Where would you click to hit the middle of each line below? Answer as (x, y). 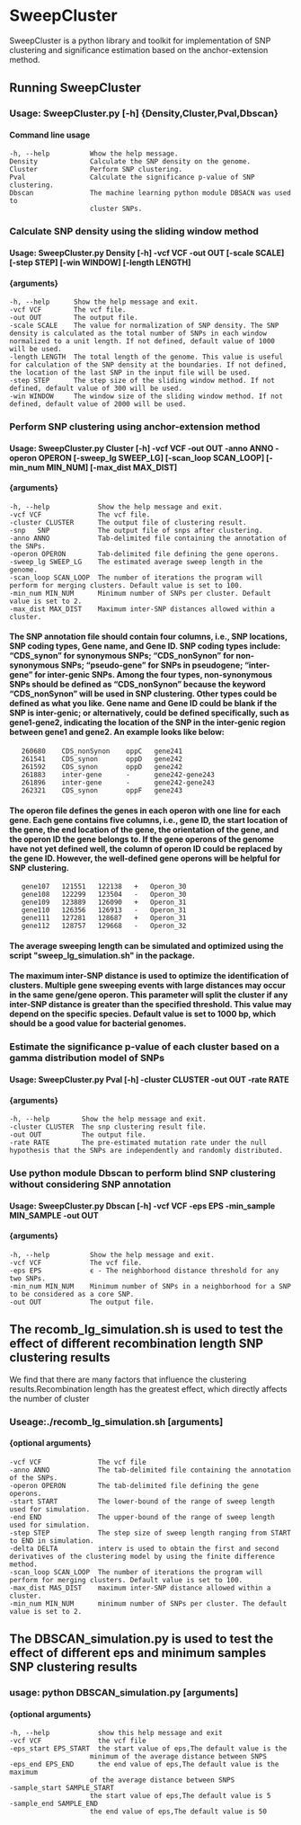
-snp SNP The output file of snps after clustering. (136, 530)
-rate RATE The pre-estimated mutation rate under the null (138, 1143)
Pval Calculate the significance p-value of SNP (132, 177)
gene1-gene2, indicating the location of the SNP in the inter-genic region (147, 722)
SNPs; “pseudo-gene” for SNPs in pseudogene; (152, 665)
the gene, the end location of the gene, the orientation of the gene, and (144, 829)
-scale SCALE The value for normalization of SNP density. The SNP (144, 326)
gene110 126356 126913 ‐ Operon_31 (104, 910)
